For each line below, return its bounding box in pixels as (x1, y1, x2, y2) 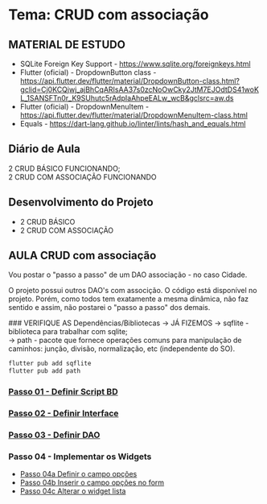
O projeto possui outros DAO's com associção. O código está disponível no (8, 286, 257, 295)
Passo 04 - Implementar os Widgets (8, 451, 152, 462)
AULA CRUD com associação (8, 249, 157, 262)
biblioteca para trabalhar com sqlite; (8, 327, 129, 337)
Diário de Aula (8, 143, 80, 156)
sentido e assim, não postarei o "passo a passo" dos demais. (8, 303, 211, 312)
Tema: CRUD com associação (8, 6, 209, 24)
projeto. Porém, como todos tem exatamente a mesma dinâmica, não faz (8, 294, 249, 304)
